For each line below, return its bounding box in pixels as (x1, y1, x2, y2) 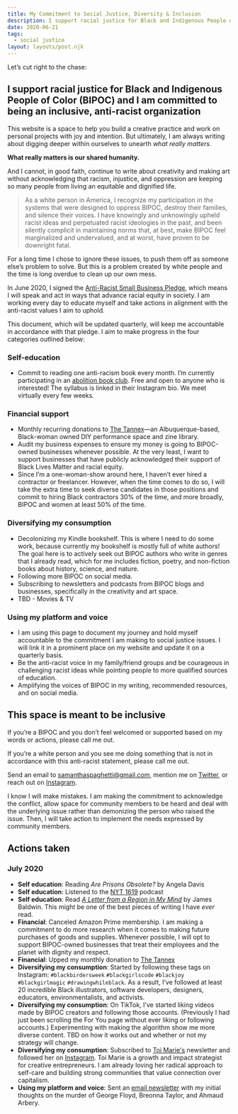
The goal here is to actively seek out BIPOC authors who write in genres (17, 549, 228, 557)
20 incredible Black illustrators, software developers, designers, (17, 985, 204, 993)
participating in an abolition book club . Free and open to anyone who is (17, 377, 225, 385)
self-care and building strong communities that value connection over (17, 1068, 222, 1076)
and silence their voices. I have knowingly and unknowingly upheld (24, 211, 220, 219)
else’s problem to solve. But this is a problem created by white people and (7, 262, 223, 270)
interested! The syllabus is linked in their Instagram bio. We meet (17, 384, 207, 392)
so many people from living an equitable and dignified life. (7, 182, 177, 190)
